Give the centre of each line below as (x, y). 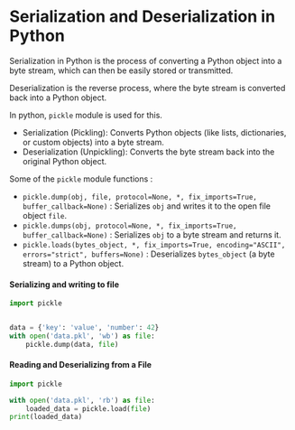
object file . (45, 215)
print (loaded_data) (46, 417)
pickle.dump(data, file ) (72, 344)
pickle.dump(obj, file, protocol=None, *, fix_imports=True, (140, 197)
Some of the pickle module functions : (81, 179)
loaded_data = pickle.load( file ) (88, 408)
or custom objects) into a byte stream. (93, 142)
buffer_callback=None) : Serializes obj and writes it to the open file (147, 206)
